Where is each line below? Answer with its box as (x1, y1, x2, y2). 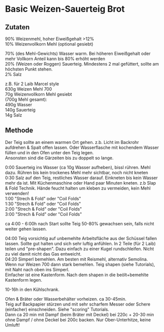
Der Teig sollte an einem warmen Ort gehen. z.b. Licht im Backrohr (5, 139, 139, 145)
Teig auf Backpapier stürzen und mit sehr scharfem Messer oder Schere (5, 301, 150, 307)
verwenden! (5, 190, 29, 196)
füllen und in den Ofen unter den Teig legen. (5, 149, 94, 155)
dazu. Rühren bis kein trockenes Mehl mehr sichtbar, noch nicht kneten (5, 169, 148, 175)
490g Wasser (5, 102, 33, 107)
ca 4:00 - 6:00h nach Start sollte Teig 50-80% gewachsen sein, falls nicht (5, 220, 155, 226)
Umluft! (5, 322, 20, 328)
